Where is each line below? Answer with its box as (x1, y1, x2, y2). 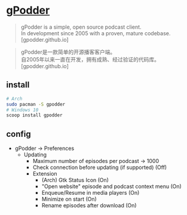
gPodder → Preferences (14, 145, 75, 152)
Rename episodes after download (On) (41, 202, 137, 209)
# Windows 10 (6, 107, 39, 113)
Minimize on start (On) (41, 195, 97, 203)
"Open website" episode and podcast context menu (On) (41, 183, 182, 190)
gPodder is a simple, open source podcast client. (20, 23, 142, 30)
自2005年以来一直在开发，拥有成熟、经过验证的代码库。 (20, 56, 160, 63)
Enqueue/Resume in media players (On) (41, 189, 140, 196)
